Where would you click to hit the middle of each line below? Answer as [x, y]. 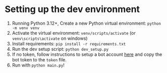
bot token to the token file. [39, 59]
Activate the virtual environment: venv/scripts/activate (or [74, 33]
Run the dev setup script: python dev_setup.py [60, 49]
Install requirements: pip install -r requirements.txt [69, 43]
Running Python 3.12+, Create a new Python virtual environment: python [86, 23]
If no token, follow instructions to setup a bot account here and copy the [87, 54]
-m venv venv [26, 28]
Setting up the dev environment [72, 9]
